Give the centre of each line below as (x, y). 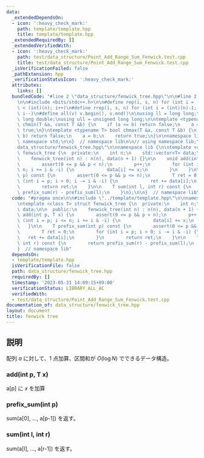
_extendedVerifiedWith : (42, 46)
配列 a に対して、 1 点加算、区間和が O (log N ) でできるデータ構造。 (89, 358)
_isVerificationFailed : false (50, 68)
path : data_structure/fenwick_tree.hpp (62, 271)
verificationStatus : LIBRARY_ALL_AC (58, 288)
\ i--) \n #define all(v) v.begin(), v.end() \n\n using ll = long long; (107, 113)
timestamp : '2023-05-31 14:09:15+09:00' (63, 283)
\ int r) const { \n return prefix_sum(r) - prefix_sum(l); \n (106, 243)
